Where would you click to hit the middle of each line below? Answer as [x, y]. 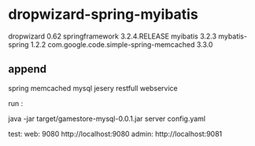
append [28, 69]
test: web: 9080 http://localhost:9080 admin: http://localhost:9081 [115, 133]
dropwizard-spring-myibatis [103, 15]
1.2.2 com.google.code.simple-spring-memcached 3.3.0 [122, 44]
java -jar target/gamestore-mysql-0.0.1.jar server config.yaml [107, 119]
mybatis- [233, 36]
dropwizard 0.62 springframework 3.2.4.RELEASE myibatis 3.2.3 [113, 36]
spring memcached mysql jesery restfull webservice [93, 88]
